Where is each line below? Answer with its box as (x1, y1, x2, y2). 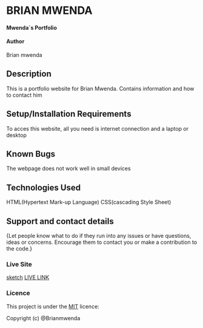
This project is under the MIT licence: (6, 303, 100, 310)
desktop (6, 131, 27, 139)
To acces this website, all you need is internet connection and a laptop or (6, 125, 189, 132)
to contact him (6, 91, 42, 99)
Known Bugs (6, 149, 56, 159)
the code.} (6, 245, 33, 252)
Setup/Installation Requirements (6, 109, 131, 119)
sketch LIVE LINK (6, 274, 50, 281)
